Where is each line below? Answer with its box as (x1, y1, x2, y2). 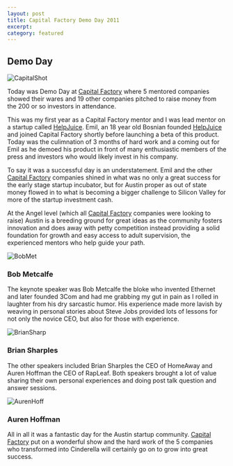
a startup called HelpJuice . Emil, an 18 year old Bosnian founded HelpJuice (7, 123, 223, 131)
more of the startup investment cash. (7, 195, 113, 204)
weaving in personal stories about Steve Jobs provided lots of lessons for (7, 307, 218, 316)
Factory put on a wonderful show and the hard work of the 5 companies (7, 437, 214, 446)
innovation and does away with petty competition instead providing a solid (7, 224, 220, 232)
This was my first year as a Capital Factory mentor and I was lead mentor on (7, 115, 226, 124)
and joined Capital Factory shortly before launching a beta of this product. (7, 130, 219, 139)
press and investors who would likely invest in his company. (7, 152, 179, 161)
